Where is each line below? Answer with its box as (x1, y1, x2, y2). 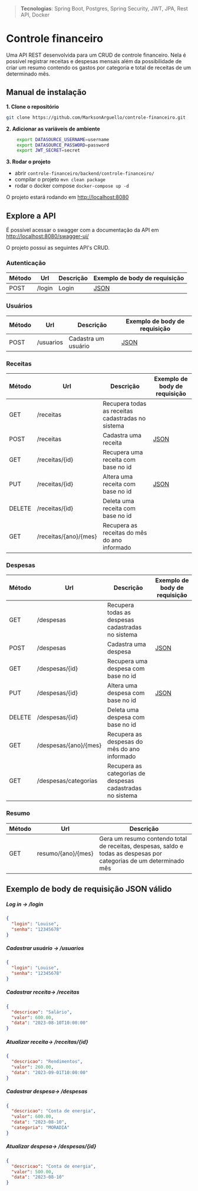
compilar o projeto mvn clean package (14, 176, 106, 183)
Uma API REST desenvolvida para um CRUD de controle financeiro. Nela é (6, 51, 187, 58)
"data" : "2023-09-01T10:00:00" (11, 1069, 88, 1075)
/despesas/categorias (37, 776, 98, 785)
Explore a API (6, 211, 56, 221)
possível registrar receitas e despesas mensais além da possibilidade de (6, 57, 182, 64)
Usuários (6, 302, 33, 310)
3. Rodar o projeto (6, 158, 51, 165)
